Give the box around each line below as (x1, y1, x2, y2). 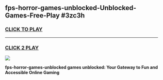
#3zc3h (61, 12, 85, 20)
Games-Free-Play (5, 12, 60, 20)
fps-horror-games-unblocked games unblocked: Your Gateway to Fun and (5, 64, 158, 70)
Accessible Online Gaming (5, 69, 60, 75)
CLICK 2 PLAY (5, 44, 39, 51)
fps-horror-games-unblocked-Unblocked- (5, 4, 137, 12)
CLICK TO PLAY (5, 26, 43, 33)
